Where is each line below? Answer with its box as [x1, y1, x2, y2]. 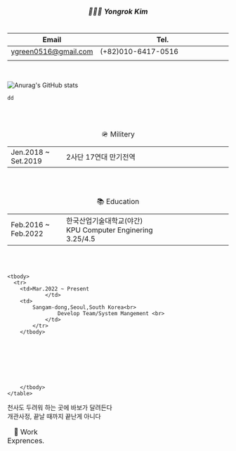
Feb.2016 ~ [11, 220, 51, 230]
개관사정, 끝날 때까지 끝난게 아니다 [7, 412, 101, 421]
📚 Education [96, 197, 140, 207]
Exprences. [7, 436, 44, 446]
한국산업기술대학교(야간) [66, 216, 143, 226]
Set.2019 [11, 156, 42, 166]
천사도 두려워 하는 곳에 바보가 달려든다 [7, 403, 112, 412]
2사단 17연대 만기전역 [66, 152, 136, 162]
